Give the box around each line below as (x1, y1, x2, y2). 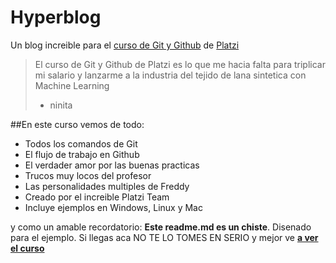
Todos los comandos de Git (24, 137, 138, 150)
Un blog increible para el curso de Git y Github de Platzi (10, 39, 240, 51)
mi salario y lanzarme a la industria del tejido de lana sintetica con (34, 69, 307, 81)
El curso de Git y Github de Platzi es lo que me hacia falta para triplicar (34, 58, 326, 70)
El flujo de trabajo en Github (24, 148, 140, 160)
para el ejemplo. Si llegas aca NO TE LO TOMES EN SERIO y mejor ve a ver (10, 231, 319, 243)
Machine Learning (34, 79, 110, 91)
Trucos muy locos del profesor (24, 169, 152, 181)
